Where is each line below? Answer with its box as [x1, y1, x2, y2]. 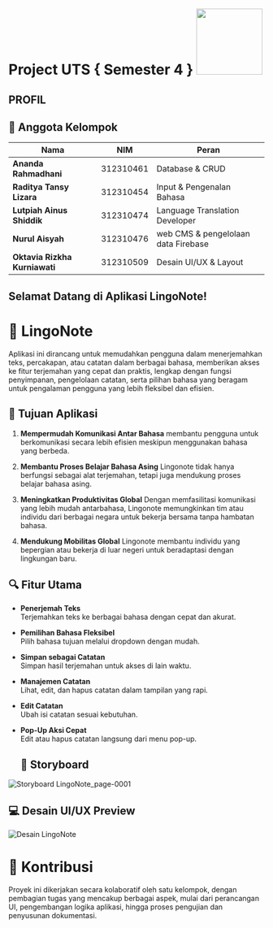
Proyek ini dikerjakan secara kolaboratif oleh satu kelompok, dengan [8, 884, 237, 894]
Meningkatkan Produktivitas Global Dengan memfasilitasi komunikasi [19, 494, 256, 504]
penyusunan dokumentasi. [8, 910, 97, 920]
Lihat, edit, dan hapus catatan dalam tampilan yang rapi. [19, 685, 209, 695]
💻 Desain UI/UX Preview [8, 804, 136, 817]
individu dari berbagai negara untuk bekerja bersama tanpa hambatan [19, 512, 254, 522]
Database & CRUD [156, 163, 226, 175]
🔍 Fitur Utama [8, 578, 83, 592]
